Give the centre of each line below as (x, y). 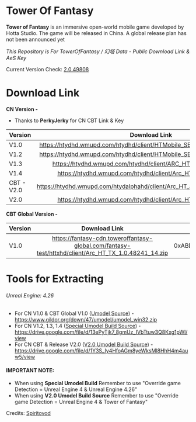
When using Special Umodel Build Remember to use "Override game (97, 383)
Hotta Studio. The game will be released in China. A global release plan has (96, 33)
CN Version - (22, 109)
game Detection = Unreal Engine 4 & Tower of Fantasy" (81, 402)
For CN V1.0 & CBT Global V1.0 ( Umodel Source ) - (74, 313)
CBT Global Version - (32, 214)
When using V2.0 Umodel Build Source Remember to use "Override (97, 396)
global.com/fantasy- (102, 245)
